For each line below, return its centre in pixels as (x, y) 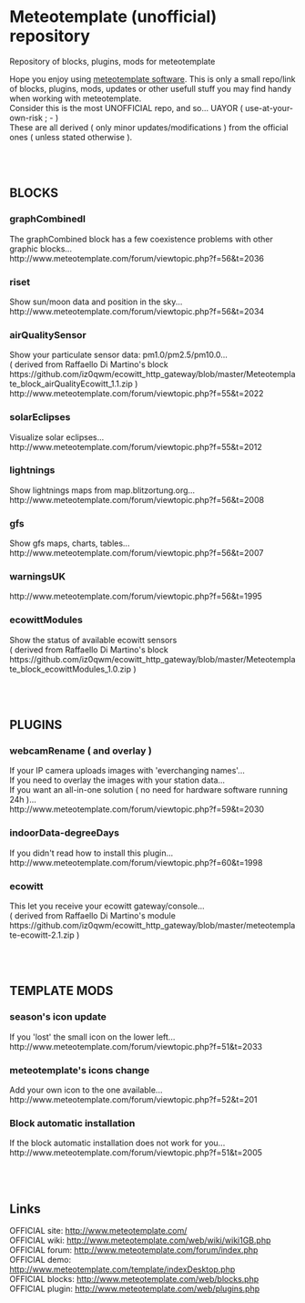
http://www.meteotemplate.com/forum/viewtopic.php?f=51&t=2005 (136, 1153)
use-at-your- (269, 108)
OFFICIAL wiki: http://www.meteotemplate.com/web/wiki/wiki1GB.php (140, 1240)
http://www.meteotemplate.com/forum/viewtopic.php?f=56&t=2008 (137, 499)
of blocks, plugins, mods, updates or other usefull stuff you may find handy (151, 88)
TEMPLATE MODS (61, 991)
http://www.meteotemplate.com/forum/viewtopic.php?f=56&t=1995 (136, 596)
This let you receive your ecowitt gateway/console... (107, 906)
